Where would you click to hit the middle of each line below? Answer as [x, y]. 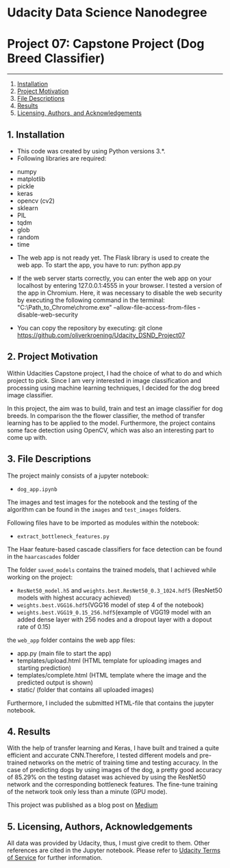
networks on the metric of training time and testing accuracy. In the [123, 762]
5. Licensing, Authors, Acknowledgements [100, 827]
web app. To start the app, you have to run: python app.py [99, 264]
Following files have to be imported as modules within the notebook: [103, 523]
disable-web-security [48, 314]
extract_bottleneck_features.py [63, 536]
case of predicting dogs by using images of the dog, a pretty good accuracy [115, 770]
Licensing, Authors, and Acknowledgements [79, 113]
